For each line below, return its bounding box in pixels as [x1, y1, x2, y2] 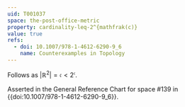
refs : [7, 37, 23, 44]
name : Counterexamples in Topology [20, 50, 125, 57]
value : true [7, 30, 43, 38]
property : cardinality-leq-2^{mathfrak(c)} [7, 23, 138, 30]
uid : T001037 [7, 10, 46, 18]
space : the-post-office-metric [7, 17, 100, 24]
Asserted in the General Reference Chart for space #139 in [7, 84, 179, 93]
